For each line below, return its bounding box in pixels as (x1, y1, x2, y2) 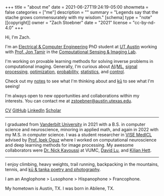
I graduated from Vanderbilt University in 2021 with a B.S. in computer (5, 121, 145, 127)
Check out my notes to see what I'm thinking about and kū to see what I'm (5, 78, 154, 84)
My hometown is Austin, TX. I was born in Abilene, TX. (5, 185, 115, 191)
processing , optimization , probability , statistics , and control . (5, 69, 125, 75)
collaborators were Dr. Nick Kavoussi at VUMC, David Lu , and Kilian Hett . (5, 147, 152, 153)
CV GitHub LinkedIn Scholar (5, 107, 61, 113)
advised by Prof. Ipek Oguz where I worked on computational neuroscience (5, 137, 157, 143)
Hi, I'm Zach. (5, 34, 31, 40)
